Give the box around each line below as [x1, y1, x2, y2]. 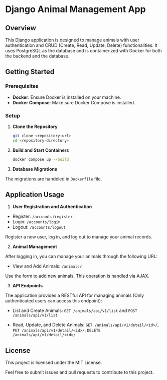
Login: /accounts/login [12, 219, 61, 225]
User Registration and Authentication [12, 204, 92, 210]
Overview [5, 24, 37, 32]
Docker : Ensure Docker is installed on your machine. [12, 94, 121, 100]
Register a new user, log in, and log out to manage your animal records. [5, 234, 152, 240]
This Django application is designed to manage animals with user [5, 37, 139, 43]
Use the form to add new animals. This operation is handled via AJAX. [5, 273, 149, 279]
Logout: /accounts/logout [12, 224, 66, 230]
